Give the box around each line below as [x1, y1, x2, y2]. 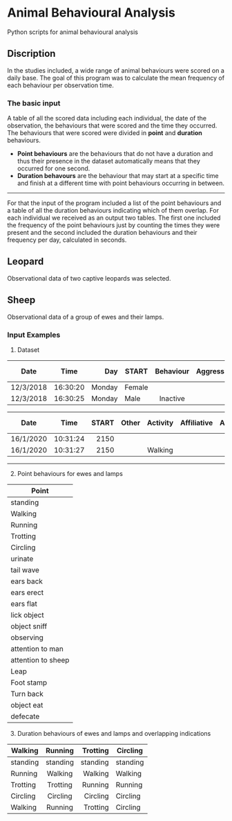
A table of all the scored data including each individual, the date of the [7, 114, 207, 123]
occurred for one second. [17, 164, 90, 173]
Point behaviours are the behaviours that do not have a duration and [17, 150, 213, 158]
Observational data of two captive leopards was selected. [7, 274, 171, 282]
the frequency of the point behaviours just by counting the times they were [7, 221, 220, 229]
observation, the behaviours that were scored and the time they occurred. [7, 121, 217, 130]
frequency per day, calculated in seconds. [7, 236, 127, 244]
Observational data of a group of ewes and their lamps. [7, 312, 164, 321]
